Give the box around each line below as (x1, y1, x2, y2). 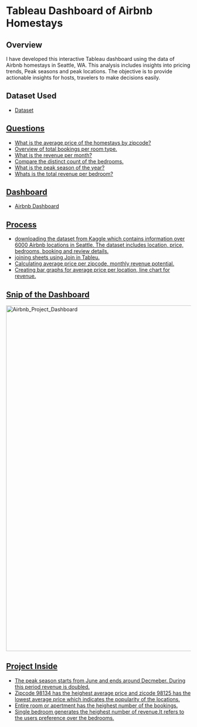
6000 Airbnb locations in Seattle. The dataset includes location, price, (14, 241, 184, 248)
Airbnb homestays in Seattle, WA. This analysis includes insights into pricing (6, 62, 191, 69)
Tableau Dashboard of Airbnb (6, 4, 153, 18)
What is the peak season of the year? (14, 164, 105, 171)
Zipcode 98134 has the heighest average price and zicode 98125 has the (14, 690, 191, 697)
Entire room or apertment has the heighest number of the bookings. (14, 702, 178, 709)
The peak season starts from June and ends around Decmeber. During (14, 677, 186, 684)
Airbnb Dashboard (14, 203, 59, 210)
